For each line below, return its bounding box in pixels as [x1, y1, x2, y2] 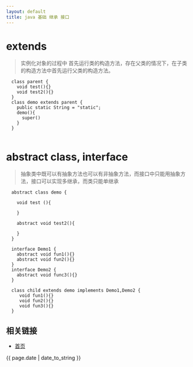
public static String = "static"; [16, 104, 101, 111]
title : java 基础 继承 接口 [6, 14, 69, 20]
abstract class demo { [11, 189, 67, 195]
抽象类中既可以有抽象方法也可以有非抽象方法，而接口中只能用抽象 [20, 171, 181, 178]
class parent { [11, 79, 49, 85]
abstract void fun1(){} [16, 251, 75, 257]
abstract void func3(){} [16, 272, 78, 278]
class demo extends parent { [11, 100, 83, 106]
